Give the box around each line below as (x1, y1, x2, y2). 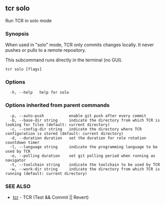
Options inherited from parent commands (5, 101, 110, 109)
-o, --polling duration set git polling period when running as (10, 153, 156, 158)
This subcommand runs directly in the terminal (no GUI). (5, 57, 123, 63)
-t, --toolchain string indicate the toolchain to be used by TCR (10, 162, 160, 167)
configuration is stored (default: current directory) (5, 131, 124, 136)
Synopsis (5, 30, 29, 37)
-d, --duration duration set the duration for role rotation (10, 135, 146, 141)
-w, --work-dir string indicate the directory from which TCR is (10, 166, 160, 172)
